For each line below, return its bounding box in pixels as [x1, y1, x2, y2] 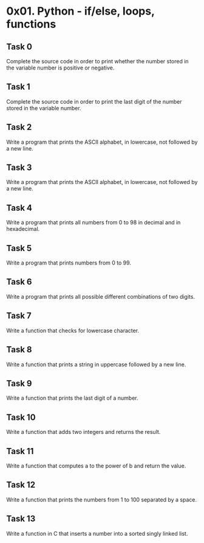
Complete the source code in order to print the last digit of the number [6, 98, 182, 105]
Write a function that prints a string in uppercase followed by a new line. [6, 361, 186, 368]
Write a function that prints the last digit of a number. [6, 394, 138, 402]
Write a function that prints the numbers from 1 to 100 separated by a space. [6, 495, 197, 503]
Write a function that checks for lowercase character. [6, 327, 140, 334]
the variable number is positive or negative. [6, 64, 115, 71]
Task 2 [6, 122, 32, 132]
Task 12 [6, 480, 35, 490]
